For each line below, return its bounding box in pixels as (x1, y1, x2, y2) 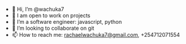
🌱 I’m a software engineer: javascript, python (11, 18, 122, 25)
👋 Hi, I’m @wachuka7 (11, 6, 64, 12)
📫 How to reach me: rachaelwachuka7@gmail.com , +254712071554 (11, 32, 180, 38)
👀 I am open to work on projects (11, 12, 91, 19)
